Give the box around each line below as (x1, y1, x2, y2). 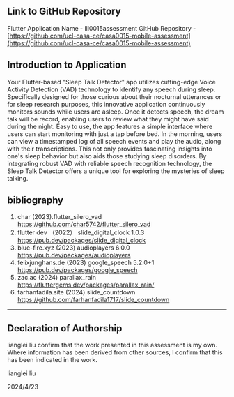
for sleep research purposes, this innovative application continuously (7, 100, 205, 108)
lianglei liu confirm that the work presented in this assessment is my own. (7, 341, 218, 350)
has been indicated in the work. (7, 356, 97, 364)
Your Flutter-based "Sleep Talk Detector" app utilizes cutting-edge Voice (7, 77, 216, 86)
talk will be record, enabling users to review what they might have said (7, 114, 209, 123)
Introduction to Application (7, 59, 127, 71)
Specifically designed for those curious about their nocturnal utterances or (7, 92, 221, 100)
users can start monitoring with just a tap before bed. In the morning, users (7, 129, 223, 138)
